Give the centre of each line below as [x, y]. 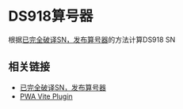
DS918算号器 [51, 16]
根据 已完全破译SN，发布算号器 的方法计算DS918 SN [92, 39]
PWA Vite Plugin [46, 96]
